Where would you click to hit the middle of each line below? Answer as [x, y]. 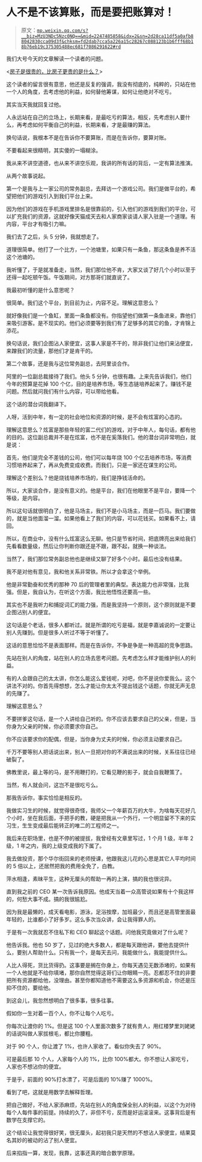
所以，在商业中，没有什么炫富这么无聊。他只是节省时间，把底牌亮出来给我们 [101, 538]
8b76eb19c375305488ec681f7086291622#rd [71, 47]
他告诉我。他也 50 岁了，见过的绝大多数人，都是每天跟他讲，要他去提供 [95, 945]
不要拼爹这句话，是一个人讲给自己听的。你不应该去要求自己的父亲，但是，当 [101, 719]
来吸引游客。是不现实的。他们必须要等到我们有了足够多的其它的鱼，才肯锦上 [101, 323]
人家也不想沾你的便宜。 [35, 1066]
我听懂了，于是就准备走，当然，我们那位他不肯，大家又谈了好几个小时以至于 [101, 269]
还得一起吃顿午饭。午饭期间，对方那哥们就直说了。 [69, 277]
